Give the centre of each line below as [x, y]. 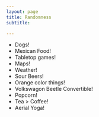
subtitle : [18, 23]
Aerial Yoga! [29, 108]
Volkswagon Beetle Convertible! [54, 89]
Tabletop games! [35, 58]
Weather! [26, 70]
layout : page [22, 12]
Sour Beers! [29, 76]
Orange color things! [40, 83]
